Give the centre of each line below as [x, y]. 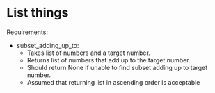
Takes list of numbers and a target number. [88, 53]
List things [38, 13]
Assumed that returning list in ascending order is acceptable [113, 82]
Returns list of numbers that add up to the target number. [109, 60]
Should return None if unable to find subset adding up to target [117, 67]
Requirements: [27, 32]
